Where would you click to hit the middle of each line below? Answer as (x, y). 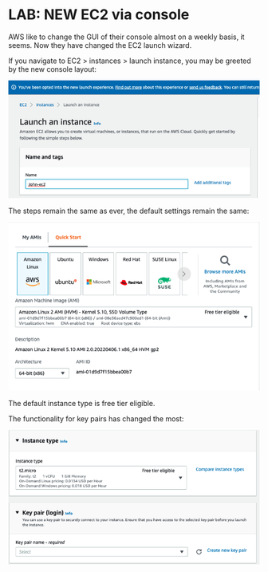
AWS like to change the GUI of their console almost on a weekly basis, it (126, 37)
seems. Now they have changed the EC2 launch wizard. (100, 45)
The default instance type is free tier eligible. (82, 404)
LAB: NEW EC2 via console (99, 15)
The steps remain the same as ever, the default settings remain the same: (129, 211)
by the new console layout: (53, 69)
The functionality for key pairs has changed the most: (96, 419)
